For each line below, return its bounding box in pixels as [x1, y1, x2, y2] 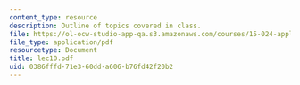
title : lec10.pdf [9, 54, 74, 63]
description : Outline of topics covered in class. [9, 21, 202, 30]
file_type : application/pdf [9, 37, 114, 47]
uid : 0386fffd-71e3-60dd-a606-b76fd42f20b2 [9, 63, 174, 72]
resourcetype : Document [9, 46, 98, 55]
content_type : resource [9, 12, 98, 22]
